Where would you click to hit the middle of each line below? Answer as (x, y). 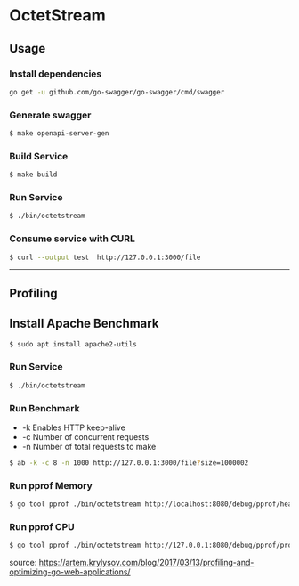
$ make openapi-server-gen (59, 134)
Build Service (39, 156)
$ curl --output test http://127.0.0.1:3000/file (105, 257)
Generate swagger (50, 115)
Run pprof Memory (51, 485)
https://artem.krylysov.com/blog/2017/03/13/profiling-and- (146, 563)
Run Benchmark (44, 408)
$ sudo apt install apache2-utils (73, 344)
